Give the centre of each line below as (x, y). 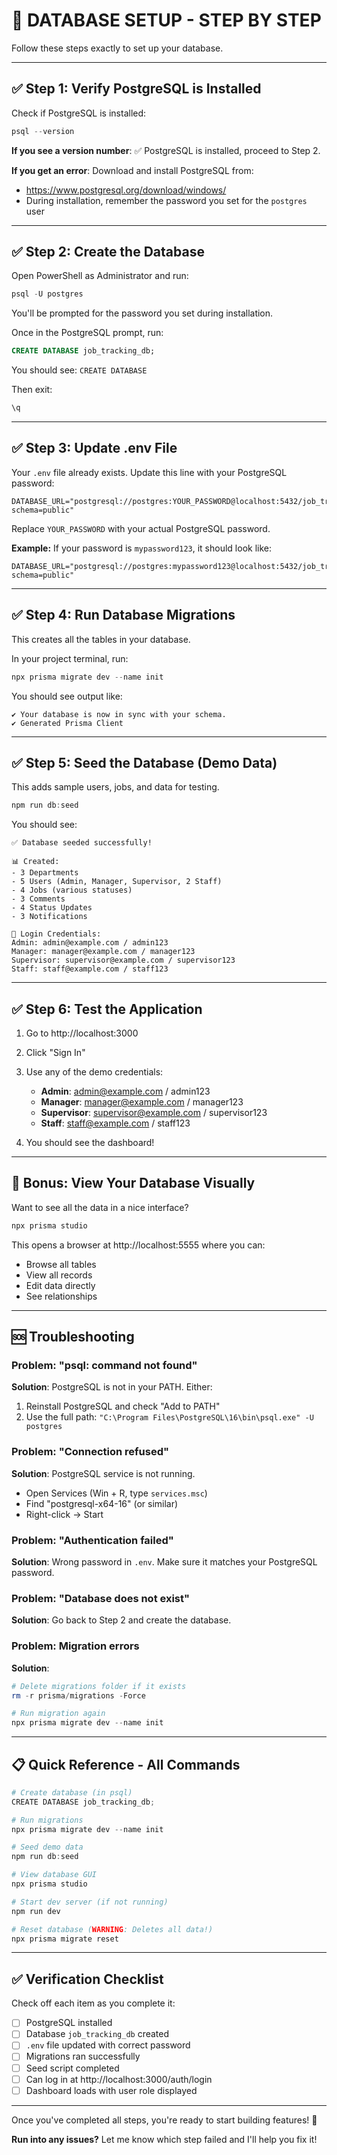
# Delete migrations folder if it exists (99, 1686)
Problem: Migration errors (75, 1646)
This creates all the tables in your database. (101, 639)
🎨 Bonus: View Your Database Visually (133, 1183)
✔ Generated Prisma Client (67, 723)
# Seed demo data (47, 1847)
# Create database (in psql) (72, 1792)
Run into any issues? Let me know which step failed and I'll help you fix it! (164, 2139)
